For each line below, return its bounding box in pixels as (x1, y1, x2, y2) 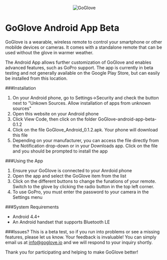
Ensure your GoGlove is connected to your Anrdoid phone (12, 167, 132, 173)
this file (12, 132, 28, 138)
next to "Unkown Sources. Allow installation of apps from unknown (12, 100, 151, 106)
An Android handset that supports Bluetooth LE (12, 219, 110, 225)
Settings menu (12, 194, 43, 200)
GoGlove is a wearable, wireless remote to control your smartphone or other (5, 39, 162, 45)
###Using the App (5, 158, 44, 164)
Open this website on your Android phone (12, 110, 99, 116)
